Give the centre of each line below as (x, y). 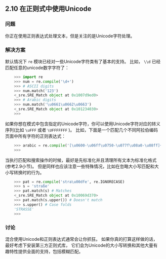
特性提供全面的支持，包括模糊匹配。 (46, 251)
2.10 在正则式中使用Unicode (48, 9)
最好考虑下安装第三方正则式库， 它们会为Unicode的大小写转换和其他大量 (79, 245)
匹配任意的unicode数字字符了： (37, 68)
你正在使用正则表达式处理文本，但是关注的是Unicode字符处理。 (70, 36)
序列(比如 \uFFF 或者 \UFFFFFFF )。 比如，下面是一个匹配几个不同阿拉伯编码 (82, 130)
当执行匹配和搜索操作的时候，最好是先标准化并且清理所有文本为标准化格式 (81, 160)
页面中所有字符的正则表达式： (35, 136)
